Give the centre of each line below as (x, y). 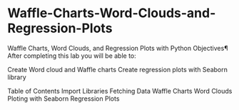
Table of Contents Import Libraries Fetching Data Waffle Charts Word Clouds (120, 91)
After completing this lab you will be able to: (72, 56)
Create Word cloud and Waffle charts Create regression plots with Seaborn (118, 69)
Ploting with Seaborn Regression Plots (63, 99)
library (17, 77)
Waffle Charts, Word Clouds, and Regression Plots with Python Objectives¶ (118, 48)
